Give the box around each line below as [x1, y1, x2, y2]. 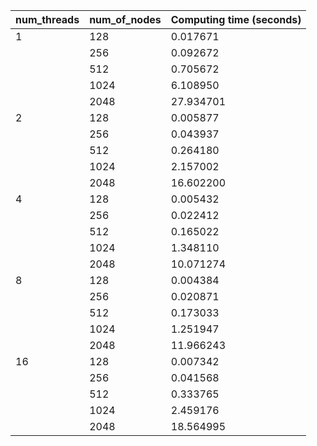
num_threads [15, 13, 80, 26]
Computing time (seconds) [170, 13, 302, 26]
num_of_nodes [89, 13, 162, 26]
